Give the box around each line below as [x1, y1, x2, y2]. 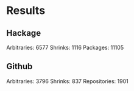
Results [6, 4, 46, 18]
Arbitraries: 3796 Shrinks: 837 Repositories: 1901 [6, 77, 129, 85]
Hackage [6, 28, 41, 38]
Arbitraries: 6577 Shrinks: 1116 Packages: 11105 [6, 44, 124, 51]
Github [6, 61, 33, 72]
